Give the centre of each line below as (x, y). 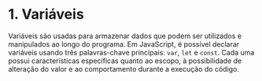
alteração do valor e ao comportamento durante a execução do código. (124, 69)
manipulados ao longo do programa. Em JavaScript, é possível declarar (124, 44)
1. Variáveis (46, 14)
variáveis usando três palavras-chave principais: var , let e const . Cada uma (131, 52)
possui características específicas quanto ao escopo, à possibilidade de (125, 61)
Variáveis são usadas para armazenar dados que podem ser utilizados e (125, 36)
